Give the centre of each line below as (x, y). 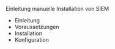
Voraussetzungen (37, 27)
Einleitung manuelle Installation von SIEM (57, 9)
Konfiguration (32, 40)
